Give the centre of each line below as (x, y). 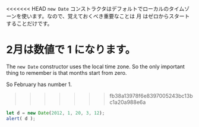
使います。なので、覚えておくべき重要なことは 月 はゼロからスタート (106, 16)
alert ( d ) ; (21, 118)
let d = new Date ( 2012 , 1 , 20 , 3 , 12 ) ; (56, 113)
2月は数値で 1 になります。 (71, 50)
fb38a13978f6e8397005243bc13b (151, 96)
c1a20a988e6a (128, 102)
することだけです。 (29, 23)
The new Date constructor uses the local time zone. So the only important (96, 66)
